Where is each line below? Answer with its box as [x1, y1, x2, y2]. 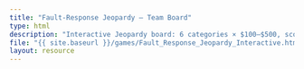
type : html [9, 22, 51, 30]
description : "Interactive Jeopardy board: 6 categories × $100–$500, [9, 30, 281, 39]
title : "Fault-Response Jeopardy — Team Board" [9, 13, 193, 22]
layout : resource [9, 47, 75, 56]
